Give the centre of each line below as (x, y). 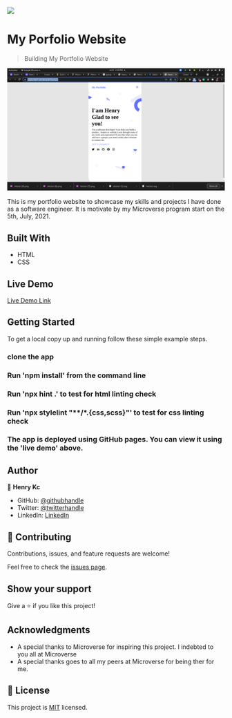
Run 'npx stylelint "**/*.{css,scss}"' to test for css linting (106, 413)
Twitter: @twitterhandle (50, 508)
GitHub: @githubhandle (50, 500)
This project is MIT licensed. (47, 707)
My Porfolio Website (67, 40)
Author (22, 470)
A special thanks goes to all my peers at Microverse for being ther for (116, 661)
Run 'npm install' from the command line (77, 375)
